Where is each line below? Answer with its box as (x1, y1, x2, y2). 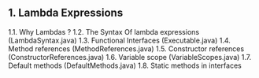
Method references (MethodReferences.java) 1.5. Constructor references (8, 43, 245, 54)
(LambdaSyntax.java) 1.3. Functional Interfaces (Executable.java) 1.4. (8, 35, 231, 45)
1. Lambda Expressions (8, 6, 124, 20)
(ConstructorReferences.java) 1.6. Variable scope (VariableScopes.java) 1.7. (8, 52, 252, 61)
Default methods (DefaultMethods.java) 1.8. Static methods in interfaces (8, 61, 242, 70)
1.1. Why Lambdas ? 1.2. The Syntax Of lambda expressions (8, 27, 199, 36)
